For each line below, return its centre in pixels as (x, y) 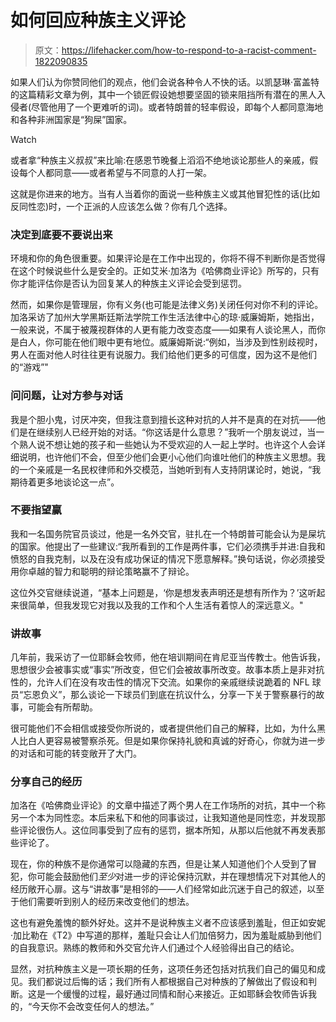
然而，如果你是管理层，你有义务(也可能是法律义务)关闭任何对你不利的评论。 (167, 305)
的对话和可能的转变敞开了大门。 (76, 753)
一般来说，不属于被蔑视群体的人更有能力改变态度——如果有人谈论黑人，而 (163, 330)
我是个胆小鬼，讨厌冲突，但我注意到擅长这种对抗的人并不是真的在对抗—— (163, 419)
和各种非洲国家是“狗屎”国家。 (71, 119)
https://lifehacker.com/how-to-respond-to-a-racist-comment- (189, 50)
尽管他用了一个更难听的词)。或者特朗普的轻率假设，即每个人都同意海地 (177, 107)
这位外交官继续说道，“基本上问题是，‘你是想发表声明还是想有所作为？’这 (159, 592)
